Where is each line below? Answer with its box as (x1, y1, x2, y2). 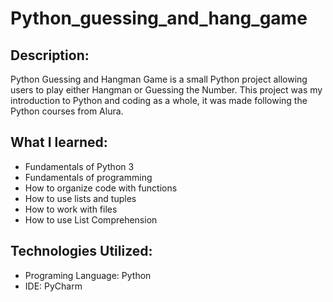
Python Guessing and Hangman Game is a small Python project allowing (10, 73, 308, 85)
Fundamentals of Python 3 (24, 160, 135, 172)
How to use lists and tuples (24, 192, 137, 204)
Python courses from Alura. (10, 105, 124, 117)
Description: (10, 47, 90, 64)
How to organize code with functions (24, 182, 178, 194)
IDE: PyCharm (24, 280, 83, 292)
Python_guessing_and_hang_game (10, 7, 308, 30)
